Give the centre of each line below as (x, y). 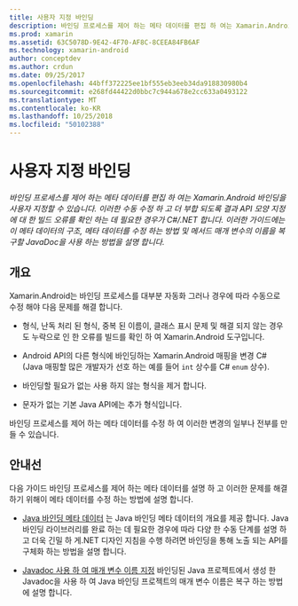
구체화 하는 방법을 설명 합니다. (74, 551)
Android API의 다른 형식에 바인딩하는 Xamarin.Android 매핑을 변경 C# (145, 355)
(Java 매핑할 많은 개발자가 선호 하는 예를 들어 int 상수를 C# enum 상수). (146, 366)
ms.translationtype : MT (53, 100)
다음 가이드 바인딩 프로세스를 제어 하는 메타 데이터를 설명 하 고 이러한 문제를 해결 (149, 488)
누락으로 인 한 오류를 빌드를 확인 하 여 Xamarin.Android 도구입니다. (148, 336)
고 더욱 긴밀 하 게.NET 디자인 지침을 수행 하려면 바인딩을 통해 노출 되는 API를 (155, 540)
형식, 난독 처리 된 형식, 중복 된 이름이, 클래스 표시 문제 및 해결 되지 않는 (145, 326)
